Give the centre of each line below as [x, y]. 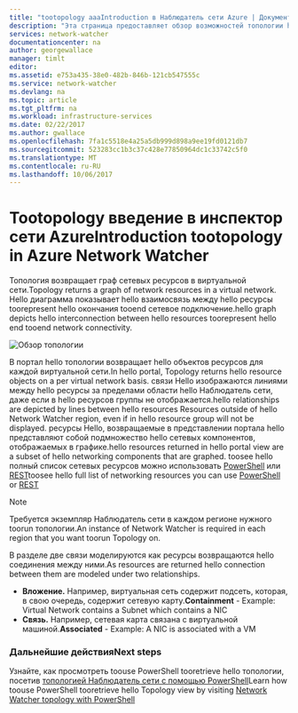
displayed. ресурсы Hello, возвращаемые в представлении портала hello [147, 428]
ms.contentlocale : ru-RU [55, 166]
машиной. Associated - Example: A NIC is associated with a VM [139, 629]
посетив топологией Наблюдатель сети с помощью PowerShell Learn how [149, 681]
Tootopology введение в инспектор [146, 218]
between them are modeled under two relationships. [105, 574]
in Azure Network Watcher [109, 256]
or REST [24, 485]
